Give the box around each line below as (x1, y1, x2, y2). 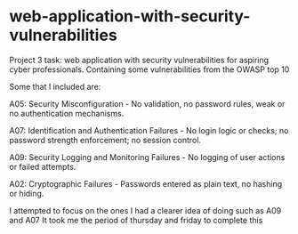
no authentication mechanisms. (9, 108, 125, 118)
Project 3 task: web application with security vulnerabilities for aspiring (9, 54, 270, 65)
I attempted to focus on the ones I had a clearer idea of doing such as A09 (9, 205, 282, 215)
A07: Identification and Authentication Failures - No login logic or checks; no (9, 125, 289, 135)
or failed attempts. (9, 161, 77, 172)
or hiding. (9, 188, 44, 198)
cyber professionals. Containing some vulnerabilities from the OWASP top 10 (9, 64, 290, 75)
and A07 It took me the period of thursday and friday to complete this (9, 214, 263, 225)
